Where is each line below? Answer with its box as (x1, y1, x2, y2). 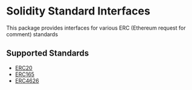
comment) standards (6, 30, 59, 37)
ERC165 (14, 71, 35, 78)
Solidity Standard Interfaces (6, 4, 151, 18)
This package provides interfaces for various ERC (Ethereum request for (6, 24, 186, 31)
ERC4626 (14, 77, 39, 84)
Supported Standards (6, 48, 89, 59)
